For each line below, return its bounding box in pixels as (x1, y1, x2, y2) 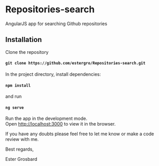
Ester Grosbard (5, 156, 37, 162)
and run (5, 93, 22, 99)
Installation (5, 35, 42, 44)
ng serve (5, 105, 24, 110)
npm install (5, 83, 31, 88)
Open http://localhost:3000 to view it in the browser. (5, 121, 116, 127)
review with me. (5, 136, 39, 142)
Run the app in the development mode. (5, 115, 88, 121)
